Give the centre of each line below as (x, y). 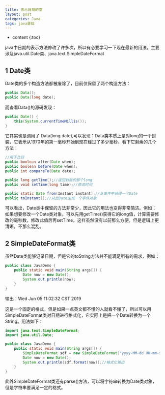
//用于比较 (15, 157)
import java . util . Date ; (29, 335)
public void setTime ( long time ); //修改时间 (49, 184)
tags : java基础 (20, 23)
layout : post (18, 14)
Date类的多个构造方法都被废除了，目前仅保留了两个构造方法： (68, 84)
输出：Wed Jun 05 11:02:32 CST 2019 (43, 299)
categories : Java (23, 19)
